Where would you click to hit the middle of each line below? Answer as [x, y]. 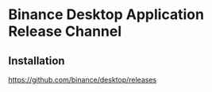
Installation [37, 61]
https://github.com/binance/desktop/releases [83, 80]
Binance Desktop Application [106, 15]
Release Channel [65, 31]
